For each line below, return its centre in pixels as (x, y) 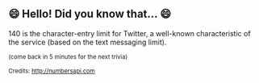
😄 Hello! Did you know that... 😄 (90, 14)
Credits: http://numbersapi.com (52, 71)
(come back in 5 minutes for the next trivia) (68, 56)
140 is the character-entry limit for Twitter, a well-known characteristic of (130, 33)
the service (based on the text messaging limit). (88, 42)
